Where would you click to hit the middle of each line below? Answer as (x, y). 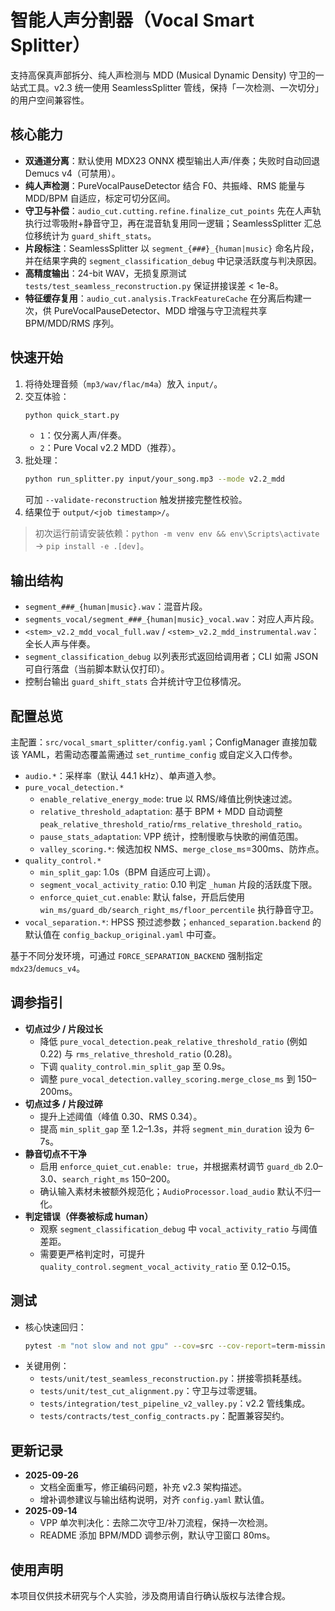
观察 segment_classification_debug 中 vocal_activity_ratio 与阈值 (178, 1228)
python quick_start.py (72, 415)
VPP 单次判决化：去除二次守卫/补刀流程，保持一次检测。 (156, 1523)
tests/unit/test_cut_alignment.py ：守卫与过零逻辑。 (151, 1391)
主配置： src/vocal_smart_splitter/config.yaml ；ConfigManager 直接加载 (164, 742)
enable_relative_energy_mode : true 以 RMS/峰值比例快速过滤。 (168, 798)
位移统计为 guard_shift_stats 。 (90, 235)
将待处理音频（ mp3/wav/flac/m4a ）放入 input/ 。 (123, 383)
